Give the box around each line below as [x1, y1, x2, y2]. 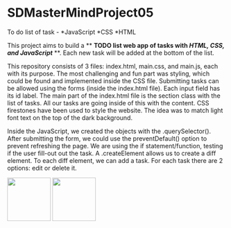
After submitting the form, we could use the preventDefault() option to [7, 134, 207, 143]
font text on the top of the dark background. [7, 113, 133, 122]
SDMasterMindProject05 [7, 5, 154, 21]
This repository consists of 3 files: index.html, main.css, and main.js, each [7, 62, 219, 70]
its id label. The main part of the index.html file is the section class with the [7, 91, 221, 100]
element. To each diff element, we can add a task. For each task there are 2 [7, 156, 223, 164]
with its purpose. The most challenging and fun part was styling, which [7, 69, 210, 78]
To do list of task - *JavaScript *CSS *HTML [7, 28, 137, 36]
